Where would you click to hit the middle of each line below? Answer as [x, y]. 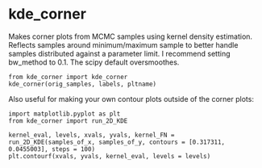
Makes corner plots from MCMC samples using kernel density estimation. [130, 36]
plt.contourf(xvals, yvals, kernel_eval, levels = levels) [110, 156]
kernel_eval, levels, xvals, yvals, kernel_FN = [91, 135]
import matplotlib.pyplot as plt [64, 114]
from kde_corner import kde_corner [68, 77]
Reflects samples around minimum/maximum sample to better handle [123, 44]
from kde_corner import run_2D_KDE [68, 121]
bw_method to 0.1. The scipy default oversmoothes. [94, 62]
